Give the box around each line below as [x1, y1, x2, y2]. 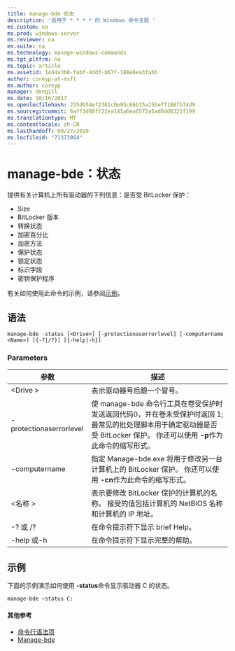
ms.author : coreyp [7, 82, 61, 89]
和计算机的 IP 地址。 [91, 509, 158, 519]
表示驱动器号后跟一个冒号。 [91, 386, 183, 395]
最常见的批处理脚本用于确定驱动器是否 [91, 420, 218, 430]
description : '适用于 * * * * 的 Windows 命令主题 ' [7, 17, 156, 24]
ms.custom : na [7, 23, 49, 30]
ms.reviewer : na [7, 36, 55, 43]
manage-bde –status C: [7, 596, 73, 603]
